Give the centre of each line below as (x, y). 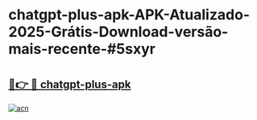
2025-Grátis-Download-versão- (118, 32)
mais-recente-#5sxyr (82, 49)
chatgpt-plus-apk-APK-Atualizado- (129, 15)
